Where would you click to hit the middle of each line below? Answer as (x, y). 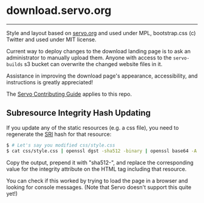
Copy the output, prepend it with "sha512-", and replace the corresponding (100, 162)
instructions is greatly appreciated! (50, 82)
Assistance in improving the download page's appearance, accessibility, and (102, 76)
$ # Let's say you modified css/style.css (61, 145)
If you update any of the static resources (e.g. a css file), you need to (93, 127)
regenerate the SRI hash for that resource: (59, 134)
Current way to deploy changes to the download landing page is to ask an (99, 51)
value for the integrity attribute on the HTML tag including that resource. (97, 169)
